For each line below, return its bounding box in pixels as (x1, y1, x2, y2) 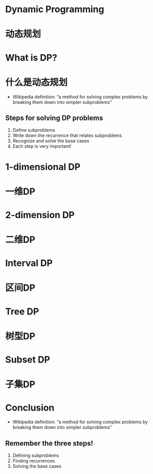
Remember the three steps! (5, 439, 94, 448)
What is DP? (5, 52, 57, 63)
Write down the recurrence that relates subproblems (12, 133, 122, 139)
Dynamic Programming (5, 4, 104, 15)
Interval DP (5, 257, 53, 269)
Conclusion (5, 402, 55, 414)
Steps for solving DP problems (5, 113, 103, 122)
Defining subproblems (12, 452, 59, 458)
